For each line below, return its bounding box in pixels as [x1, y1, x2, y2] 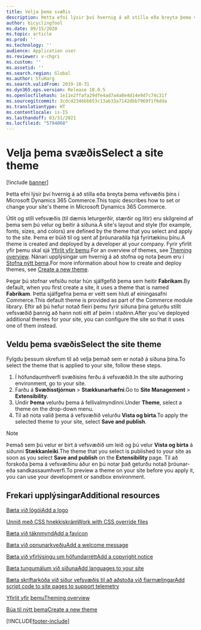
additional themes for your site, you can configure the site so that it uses [6, 316, 185, 323]
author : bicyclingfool [6, 20, 63, 26]
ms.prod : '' [6, 37, 36, 43]
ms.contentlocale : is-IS [6, 109, 68, 115]
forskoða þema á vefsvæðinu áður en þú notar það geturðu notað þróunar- [6, 460, 190, 467]
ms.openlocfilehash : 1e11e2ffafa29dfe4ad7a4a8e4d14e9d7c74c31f [6, 92, 167, 98]
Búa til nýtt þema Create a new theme [6, 605, 98, 613]
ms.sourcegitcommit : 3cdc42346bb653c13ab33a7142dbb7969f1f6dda [6, 98, 167, 104]
